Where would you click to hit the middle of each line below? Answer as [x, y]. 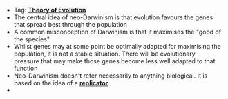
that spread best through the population [70, 24]
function [26, 68]
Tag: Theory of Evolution [50, 10]
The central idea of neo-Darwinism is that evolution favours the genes [113, 17]
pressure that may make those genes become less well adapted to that [114, 61]
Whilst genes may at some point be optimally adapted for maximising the [117, 46]
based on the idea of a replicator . [62, 83]
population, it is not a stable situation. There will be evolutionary [104, 54]
